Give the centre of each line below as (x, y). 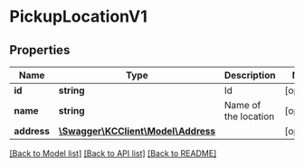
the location (249, 116)
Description (250, 75)
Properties (40, 50)
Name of (242, 105)
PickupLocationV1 (78, 17)
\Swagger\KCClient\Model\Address (137, 131)
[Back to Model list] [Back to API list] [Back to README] (113, 153)
